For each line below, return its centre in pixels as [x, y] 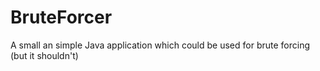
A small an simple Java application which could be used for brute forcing [160, 45]
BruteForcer [61, 17]
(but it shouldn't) [44, 55]
